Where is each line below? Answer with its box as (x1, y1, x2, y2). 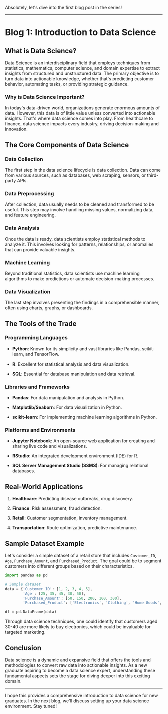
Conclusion (5, 643, 42, 652)
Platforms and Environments (5, 427, 76, 434)
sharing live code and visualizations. (12, 443, 87, 449)
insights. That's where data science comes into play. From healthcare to (5, 115, 153, 122)
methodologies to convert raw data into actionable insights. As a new (5, 662, 147, 668)
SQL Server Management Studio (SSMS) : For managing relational (12, 463, 149, 469)
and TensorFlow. (25, 351, 60, 357)
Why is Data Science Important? (5, 93, 85, 100)
